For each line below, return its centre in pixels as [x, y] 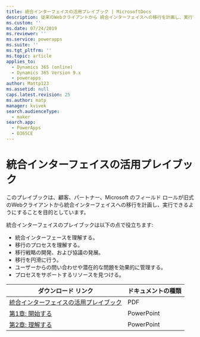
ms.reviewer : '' [26, 34]
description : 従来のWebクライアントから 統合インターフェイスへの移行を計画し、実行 [99, 17]
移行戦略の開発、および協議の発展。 [59, 252]
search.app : [21, 123]
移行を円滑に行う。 [38, 260]
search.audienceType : [33, 111]
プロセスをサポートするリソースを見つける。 [70, 274]
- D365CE [22, 134]
